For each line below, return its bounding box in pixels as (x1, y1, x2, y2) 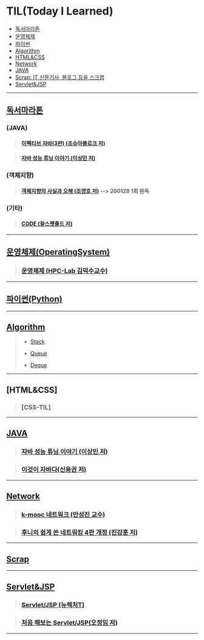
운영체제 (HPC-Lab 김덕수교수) (21, 267, 108, 275)
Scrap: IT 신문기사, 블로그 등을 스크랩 (15, 73, 104, 81)
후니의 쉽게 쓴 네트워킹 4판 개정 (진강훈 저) (21, 528, 138, 536)
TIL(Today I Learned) (6, 4, 114, 18)
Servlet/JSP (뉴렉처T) (21, 601, 85, 609)
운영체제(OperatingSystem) (6, 247, 110, 257)
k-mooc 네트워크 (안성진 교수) (21, 511, 106, 519)
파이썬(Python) (6, 294, 63, 305)
